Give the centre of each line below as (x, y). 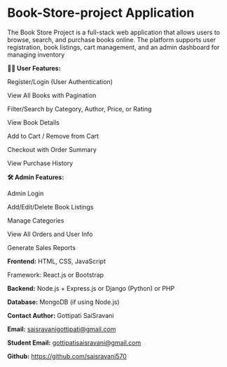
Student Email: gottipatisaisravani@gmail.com (74, 342)
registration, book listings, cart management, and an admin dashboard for (113, 47)
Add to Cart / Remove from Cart (53, 136)
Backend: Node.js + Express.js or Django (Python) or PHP (91, 288)
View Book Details (33, 122)
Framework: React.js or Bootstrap (55, 275)
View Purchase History (40, 163)
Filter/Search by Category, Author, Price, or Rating (80, 109)
